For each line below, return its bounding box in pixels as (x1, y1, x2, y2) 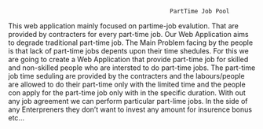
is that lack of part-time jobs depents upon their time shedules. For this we (8, 46, 249, 55)
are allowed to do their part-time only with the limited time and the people (8, 79, 246, 89)
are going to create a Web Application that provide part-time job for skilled (8, 55, 249, 64)
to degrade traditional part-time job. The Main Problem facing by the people (8, 38, 254, 47)
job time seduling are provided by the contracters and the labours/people (8, 72, 245, 80)
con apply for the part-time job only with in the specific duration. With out (8, 88, 246, 98)
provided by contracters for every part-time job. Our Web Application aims (8, 30, 249, 39)
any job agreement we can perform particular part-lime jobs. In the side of (8, 97, 249, 105)
